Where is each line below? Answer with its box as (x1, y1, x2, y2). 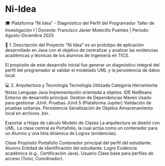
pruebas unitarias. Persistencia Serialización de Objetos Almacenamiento (5, 105, 153, 111)
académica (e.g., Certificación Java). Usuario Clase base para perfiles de (5, 150, 154, 156)
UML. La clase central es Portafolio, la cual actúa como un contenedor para (5, 125, 158, 131)
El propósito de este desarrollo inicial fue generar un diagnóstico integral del (5, 62, 160, 67)
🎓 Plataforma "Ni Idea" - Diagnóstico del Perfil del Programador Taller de (5, 20, 155, 26)
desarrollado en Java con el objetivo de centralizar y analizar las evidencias (5, 47, 158, 53)
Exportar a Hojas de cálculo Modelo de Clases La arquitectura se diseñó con (5, 120, 160, 126)
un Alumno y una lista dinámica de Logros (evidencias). (5, 130, 117, 136)
